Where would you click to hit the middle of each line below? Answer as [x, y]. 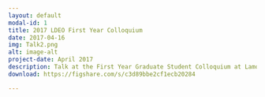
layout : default [35, 15]
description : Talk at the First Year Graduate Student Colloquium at [125, 67]
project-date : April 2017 [50, 60]
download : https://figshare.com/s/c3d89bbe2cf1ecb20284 [102, 74]
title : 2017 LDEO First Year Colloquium [76, 30]
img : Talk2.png [33, 45]
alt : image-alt [33, 52]
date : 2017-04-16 [37, 37]
